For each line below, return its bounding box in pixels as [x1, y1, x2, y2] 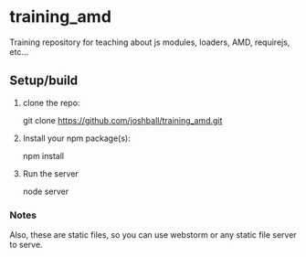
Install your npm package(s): [22, 133, 131, 144]
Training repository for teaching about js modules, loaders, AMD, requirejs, [9, 37, 290, 48]
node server [22, 186, 69, 197]
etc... [9, 46, 29, 57]
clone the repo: [22, 97, 80, 108]
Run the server [22, 167, 79, 179]
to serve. [9, 240, 43, 251]
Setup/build [9, 73, 79, 89]
